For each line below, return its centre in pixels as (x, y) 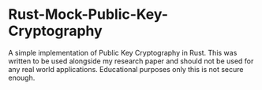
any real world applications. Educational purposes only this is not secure (126, 69)
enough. (22, 77)
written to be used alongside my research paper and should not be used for (131, 61)
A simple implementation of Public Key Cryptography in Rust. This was (123, 52)
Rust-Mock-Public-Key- (88, 14)
